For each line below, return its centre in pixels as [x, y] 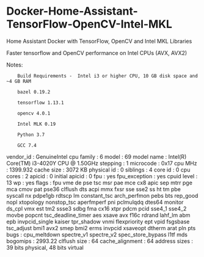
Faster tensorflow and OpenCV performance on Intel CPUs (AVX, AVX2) [97, 52]
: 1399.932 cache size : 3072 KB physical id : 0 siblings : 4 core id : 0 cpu [98, 170]
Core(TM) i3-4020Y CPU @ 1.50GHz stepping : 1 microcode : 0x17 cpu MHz [102, 163]
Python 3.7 [31, 135]
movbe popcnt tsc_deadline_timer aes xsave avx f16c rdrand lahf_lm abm [98, 215]
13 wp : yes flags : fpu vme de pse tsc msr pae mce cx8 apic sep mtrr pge [99, 183]
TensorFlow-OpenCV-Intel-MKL [89, 24]
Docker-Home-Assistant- [72, 11]
